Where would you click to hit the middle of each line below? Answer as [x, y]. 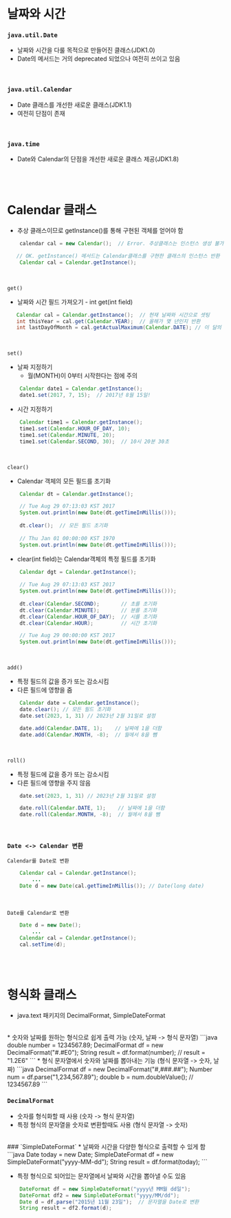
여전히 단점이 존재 [41, 113]
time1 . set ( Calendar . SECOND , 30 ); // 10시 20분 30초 [95, 442]
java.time [23, 144]
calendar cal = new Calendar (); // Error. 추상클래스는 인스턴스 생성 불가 [122, 244]
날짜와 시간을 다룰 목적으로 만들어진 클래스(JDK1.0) [86, 50]
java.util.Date [33, 35]
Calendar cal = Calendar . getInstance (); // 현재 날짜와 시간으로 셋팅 [113, 315]
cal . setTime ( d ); [43, 945]
